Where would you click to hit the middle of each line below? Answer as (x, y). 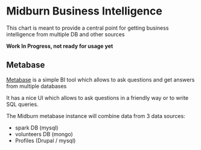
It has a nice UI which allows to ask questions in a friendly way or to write (97, 97)
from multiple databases (37, 86)
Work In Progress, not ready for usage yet (60, 46)
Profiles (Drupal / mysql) (45, 140)
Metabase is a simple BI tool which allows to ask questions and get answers (101, 79)
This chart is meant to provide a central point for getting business (88, 28)
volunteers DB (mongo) (44, 134)
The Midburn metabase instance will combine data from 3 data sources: (96, 116)
